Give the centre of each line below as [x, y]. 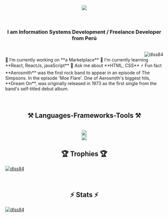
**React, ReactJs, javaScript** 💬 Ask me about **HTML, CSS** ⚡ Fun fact [83, 65]
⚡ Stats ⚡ [84, 195]
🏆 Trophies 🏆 [84, 154]
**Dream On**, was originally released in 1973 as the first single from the [81, 84]
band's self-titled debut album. [37, 89]
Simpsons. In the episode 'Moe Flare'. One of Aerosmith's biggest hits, [78, 78]
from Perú [84, 38]
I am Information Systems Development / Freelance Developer [84, 32]
